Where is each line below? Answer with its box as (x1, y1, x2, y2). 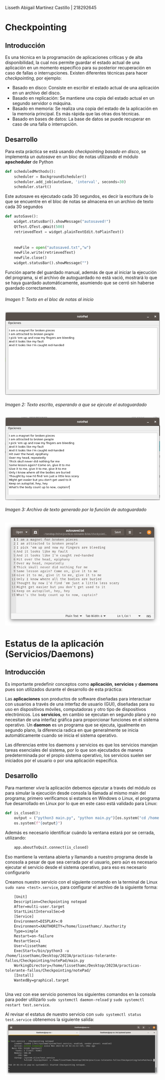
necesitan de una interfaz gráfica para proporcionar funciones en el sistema (5, 717, 159, 723)
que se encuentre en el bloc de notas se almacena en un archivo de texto (5, 199, 154, 205)
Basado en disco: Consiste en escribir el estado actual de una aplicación (12, 85, 160, 90)
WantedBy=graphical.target (14, 978, 69, 983)
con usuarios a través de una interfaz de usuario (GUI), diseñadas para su (5, 701, 155, 707)
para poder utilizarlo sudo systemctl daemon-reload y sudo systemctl (5, 997, 144, 1002)
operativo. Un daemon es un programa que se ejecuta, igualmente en (5, 722, 146, 728)
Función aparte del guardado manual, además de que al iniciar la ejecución (5, 270, 157, 275)
